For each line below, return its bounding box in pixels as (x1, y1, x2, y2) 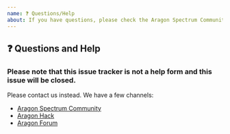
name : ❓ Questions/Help (7, 10, 75, 17)
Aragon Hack (16, 111, 55, 120)
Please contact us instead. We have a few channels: (7, 91, 154, 100)
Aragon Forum (16, 119, 58, 127)
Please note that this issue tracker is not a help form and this (7, 67, 212, 76)
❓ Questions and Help (7, 43, 101, 54)
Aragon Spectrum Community (16, 104, 101, 113)
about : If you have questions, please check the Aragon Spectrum (7, 16, 197, 23)
